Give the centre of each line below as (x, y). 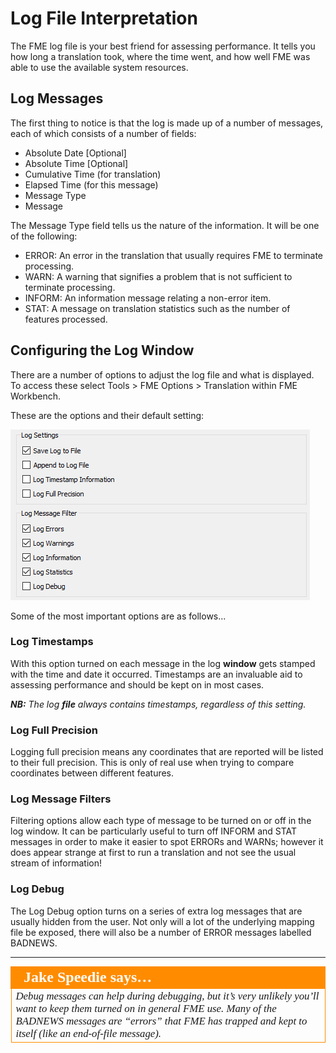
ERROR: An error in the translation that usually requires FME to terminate (174, 255)
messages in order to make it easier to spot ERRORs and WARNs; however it (167, 842)
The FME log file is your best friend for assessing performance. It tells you (163, 46)
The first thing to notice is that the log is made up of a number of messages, (167, 123)
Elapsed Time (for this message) (91, 184)
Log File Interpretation (104, 18)
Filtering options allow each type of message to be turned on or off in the (161, 821)
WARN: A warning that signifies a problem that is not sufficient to (158, 276)
